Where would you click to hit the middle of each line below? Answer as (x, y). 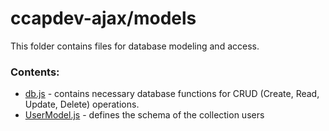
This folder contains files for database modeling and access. (135, 46)
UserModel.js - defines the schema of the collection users (144, 115)
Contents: (35, 72)
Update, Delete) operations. (82, 104)
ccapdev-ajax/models (103, 18)
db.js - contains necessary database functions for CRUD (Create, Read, (172, 94)
